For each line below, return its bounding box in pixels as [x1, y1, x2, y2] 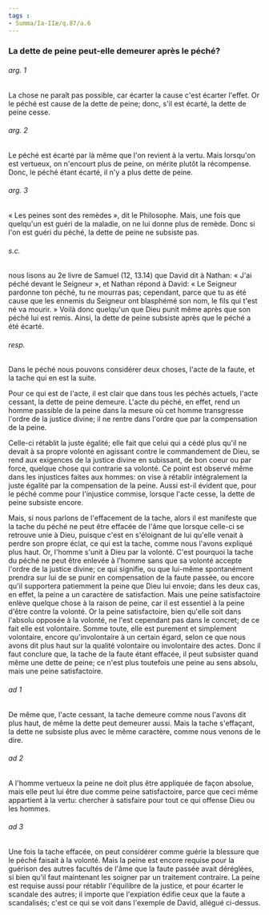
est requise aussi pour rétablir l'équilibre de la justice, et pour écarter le [8, 881, 244, 891]
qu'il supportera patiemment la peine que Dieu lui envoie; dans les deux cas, [8, 581, 260, 591]
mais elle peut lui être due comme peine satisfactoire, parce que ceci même [8, 786, 259, 797]
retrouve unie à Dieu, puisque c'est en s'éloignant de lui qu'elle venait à [8, 530, 244, 540]
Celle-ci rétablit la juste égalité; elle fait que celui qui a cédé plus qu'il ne [8, 438, 247, 448]
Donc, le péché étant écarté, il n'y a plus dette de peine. [8, 167, 194, 177]
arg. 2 [8, 126, 28, 135]
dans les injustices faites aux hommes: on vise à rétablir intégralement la [8, 472, 248, 482]
